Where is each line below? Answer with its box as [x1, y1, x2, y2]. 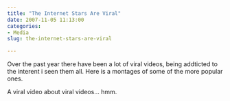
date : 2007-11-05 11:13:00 [7, 16, 84, 23]
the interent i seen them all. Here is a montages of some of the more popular [7, 68, 223, 76]
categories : [7, 23, 41, 29]
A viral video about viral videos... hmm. [7, 88, 117, 96]
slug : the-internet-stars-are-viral [7, 35, 112, 42]
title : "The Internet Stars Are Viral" [7, 10, 122, 17]
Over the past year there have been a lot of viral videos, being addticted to [7, 60, 218, 68]
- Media [7, 29, 30, 36]
